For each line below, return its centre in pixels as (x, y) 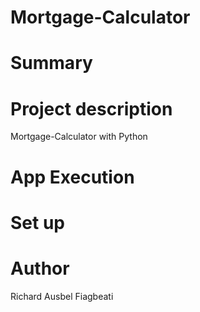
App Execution (72, 177)
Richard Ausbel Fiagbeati (62, 296)
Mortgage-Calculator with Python (79, 137)
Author (40, 268)
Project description (91, 108)
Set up (37, 222)
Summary (51, 63)
